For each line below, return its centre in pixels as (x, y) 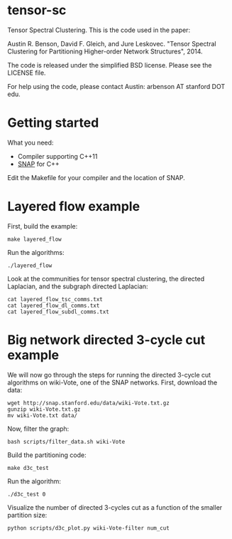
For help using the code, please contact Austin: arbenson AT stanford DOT (116, 86)
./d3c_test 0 (27, 494)
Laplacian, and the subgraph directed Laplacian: (78, 286)
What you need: (31, 142)
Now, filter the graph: (38, 429)
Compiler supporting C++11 (57, 156)
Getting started (53, 123)
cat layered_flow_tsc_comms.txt (55, 299)
